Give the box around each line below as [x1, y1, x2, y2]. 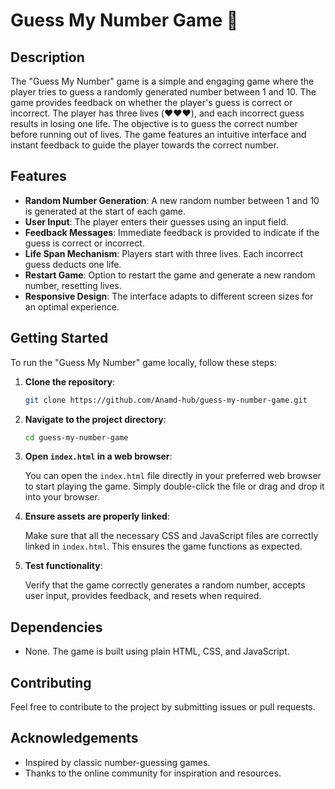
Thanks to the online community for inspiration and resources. [24, 767, 282, 779]
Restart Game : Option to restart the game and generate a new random [24, 269, 316, 281]
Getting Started [10, 330, 109, 347]
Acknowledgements [10, 730, 139, 747]
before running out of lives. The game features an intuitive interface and [10, 129, 307, 140]
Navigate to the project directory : [24, 413, 167, 425]
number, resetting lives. [24, 279, 122, 291]
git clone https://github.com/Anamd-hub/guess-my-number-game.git [24, 395, 308, 405]
